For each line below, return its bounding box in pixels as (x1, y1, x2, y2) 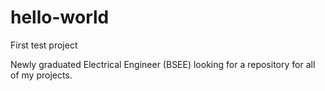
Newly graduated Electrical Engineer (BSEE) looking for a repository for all (10, 58, 316, 70)
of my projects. (10, 69, 73, 81)
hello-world (10, 6, 110, 29)
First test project (10, 39, 78, 51)
